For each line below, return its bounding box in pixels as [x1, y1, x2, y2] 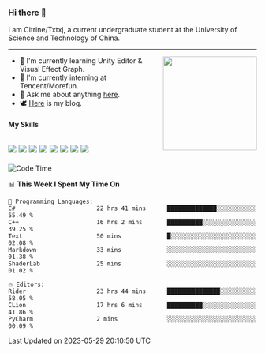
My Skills [8, 119, 39, 129]
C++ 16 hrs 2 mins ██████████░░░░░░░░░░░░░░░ [8, 218, 256, 226]
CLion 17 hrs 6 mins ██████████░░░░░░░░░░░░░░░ [8, 301, 256, 309]
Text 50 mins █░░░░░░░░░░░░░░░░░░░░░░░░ [8, 232, 256, 240]
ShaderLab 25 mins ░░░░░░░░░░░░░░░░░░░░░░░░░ [8, 260, 256, 268]
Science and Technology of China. [8, 33, 121, 43]
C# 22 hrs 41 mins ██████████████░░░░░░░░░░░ [8, 205, 256, 212]
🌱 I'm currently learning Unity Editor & [19, 56, 143, 66]
